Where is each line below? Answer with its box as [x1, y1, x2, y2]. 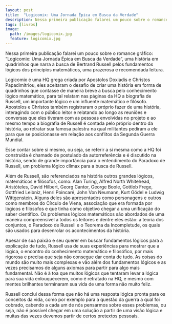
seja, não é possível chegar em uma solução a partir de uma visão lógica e [5, 307, 163, 313]
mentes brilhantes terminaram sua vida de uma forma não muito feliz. [5, 281, 152, 287]
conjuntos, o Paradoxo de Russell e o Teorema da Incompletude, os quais [5, 222, 160, 228]
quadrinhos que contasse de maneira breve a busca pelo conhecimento [5, 87, 157, 93]
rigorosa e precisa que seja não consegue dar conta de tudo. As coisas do [5, 254, 162, 260]
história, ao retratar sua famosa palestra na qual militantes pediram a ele [5, 125, 158, 131]
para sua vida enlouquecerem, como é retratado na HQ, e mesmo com [5, 275, 154, 281]
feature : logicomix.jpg [10, 36, 60, 42]
